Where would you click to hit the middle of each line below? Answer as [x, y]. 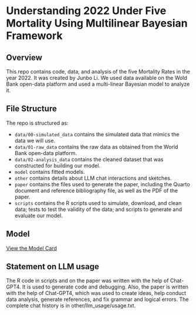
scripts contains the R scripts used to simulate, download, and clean [98, 203]
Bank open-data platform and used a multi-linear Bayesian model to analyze [98, 84]
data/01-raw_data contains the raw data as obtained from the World [96, 147]
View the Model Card [32, 248]
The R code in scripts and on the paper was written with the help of [87, 281]
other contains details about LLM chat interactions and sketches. [93, 178]
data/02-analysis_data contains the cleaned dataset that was [89, 159]
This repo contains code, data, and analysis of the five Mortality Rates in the [98, 71]
